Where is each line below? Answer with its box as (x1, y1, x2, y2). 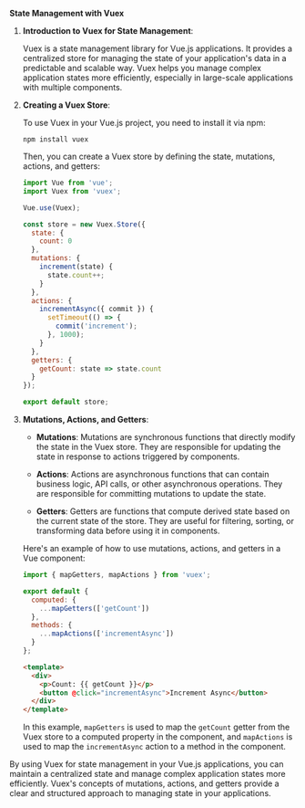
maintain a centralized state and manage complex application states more (9, 769, 286, 780)
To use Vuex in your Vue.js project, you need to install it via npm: (22, 118, 266, 128)
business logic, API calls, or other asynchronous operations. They (36, 478, 283, 489)
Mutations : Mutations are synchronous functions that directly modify (36, 432, 296, 442)
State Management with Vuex (9, 8, 125, 18)
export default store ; (22, 397, 109, 407)
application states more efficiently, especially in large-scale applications (22, 72, 294, 83)
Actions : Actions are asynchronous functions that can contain (36, 469, 269, 479)
